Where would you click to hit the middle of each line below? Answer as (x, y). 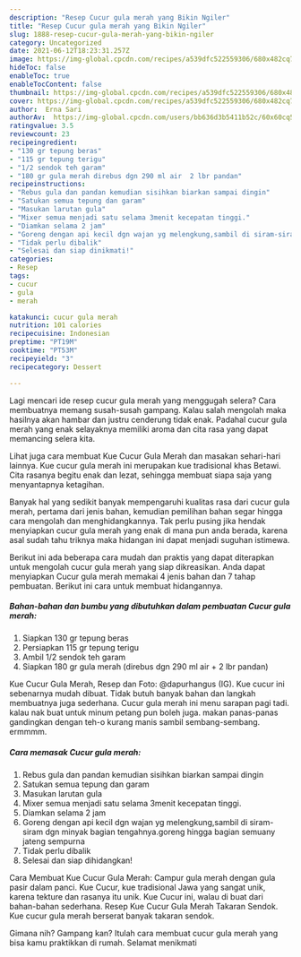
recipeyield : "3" (42, 358)
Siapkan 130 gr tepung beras (75, 638)
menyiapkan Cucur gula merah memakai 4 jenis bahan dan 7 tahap (133, 576)
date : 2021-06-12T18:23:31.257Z (69, 51)
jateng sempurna (53, 841)
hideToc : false (38, 68)
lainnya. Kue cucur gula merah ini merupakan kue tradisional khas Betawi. (146, 465)
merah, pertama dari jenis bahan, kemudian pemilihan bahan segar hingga (146, 511)
